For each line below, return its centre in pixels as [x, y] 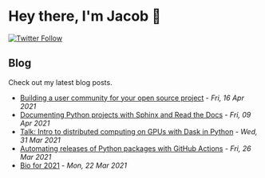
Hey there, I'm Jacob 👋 [85, 16]
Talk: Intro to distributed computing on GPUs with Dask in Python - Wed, [138, 131]
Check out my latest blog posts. [61, 82]
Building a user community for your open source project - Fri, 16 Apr [132, 98]
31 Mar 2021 [40, 140]
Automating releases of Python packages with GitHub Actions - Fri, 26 [135, 148]
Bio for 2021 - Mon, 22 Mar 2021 [73, 165]
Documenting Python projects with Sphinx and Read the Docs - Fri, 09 [135, 114]
